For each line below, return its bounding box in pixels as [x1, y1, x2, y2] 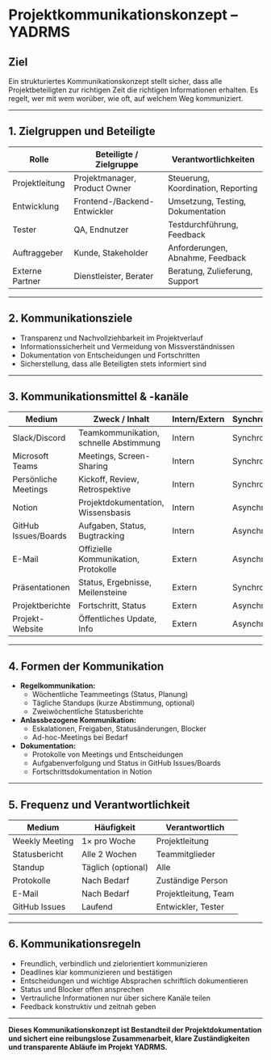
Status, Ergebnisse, [77, 576, 152, 588]
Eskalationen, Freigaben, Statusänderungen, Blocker [31, 724, 207, 733]
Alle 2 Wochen [81, 849, 137, 860]
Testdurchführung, [168, 218, 239, 230]
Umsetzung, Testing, [168, 196, 247, 207]
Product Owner [73, 182, 131, 193]
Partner [12, 275, 41, 286]
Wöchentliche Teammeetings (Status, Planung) [31, 690, 189, 699]
